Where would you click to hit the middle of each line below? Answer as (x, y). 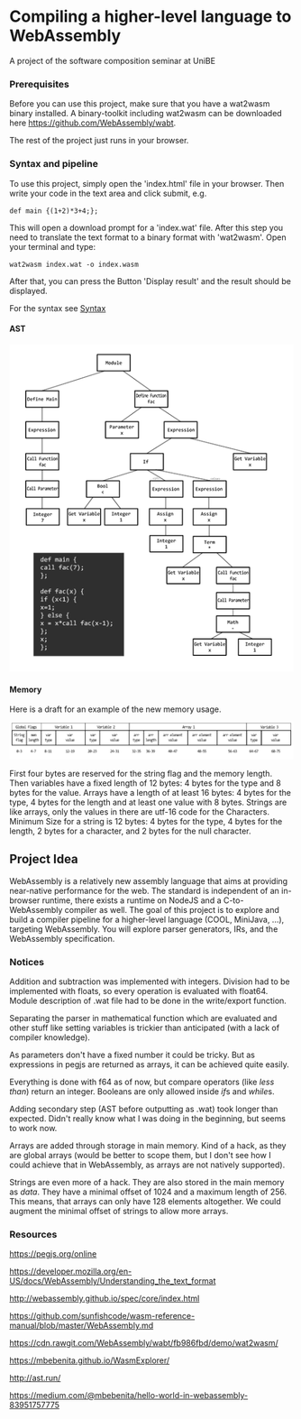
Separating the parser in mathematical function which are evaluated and (143, 1018)
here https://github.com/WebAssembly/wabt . (93, 123)
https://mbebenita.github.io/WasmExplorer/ (90, 1360)
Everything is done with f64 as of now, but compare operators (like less (142, 1082)
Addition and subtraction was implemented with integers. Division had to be (150, 981)
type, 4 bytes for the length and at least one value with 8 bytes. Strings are (148, 802)
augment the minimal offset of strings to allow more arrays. (119, 1212)
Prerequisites (39, 84)
